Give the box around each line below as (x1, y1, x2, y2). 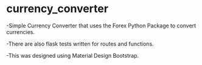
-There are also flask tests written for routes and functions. (6, 40, 154, 47)
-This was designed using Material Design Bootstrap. (6, 52, 139, 59)
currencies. (6, 28, 35, 35)
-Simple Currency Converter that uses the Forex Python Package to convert (6, 22, 197, 29)
